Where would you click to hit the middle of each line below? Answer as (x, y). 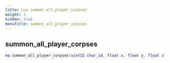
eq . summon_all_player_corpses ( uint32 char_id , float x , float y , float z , (86, 55)
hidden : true (19, 19)
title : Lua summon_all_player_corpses (46, 10)
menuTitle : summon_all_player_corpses (46, 24)
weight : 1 (16, 14)
